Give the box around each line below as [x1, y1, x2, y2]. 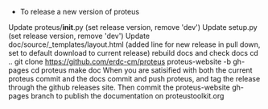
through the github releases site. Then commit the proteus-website [8, 82, 231, 92]
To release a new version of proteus [19, 7, 139, 16]
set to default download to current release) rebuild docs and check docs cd [8, 48, 259, 57]
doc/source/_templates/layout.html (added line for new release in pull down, [8, 40, 261, 49]
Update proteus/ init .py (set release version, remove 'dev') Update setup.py [8, 23, 258, 31]
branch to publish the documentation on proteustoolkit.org [31, 91, 225, 100]
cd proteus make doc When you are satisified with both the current [31, 65, 253, 75]
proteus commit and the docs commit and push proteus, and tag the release [8, 74, 261, 83]
